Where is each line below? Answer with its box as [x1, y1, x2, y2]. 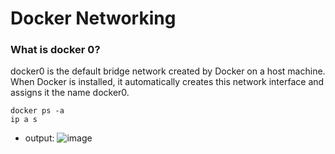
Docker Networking [10, 7, 177, 30]
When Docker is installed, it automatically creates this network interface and [10, 76, 325, 88]
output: [24, 132, 55, 144]
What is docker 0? [10, 43, 101, 57]
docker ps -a [10, 106, 65, 116]
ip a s [10, 115, 38, 125]
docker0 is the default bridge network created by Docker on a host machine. [10, 65, 326, 77]
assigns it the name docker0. [10, 87, 130, 99]
